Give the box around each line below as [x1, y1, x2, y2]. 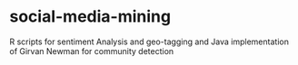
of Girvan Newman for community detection [9, 45, 174, 56]
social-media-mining [9, 6, 171, 27]
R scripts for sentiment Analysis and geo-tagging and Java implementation [9, 36, 289, 47]
